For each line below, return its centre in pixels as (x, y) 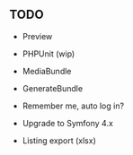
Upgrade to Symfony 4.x (68, 123)
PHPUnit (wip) (49, 54)
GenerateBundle (53, 88)
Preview (37, 36)
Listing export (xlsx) (59, 140)
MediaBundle (47, 71)
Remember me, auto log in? (73, 106)
